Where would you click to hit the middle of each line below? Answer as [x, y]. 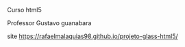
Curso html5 [25, 10]
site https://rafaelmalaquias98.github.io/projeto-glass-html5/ [92, 36]
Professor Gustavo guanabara [49, 23]
